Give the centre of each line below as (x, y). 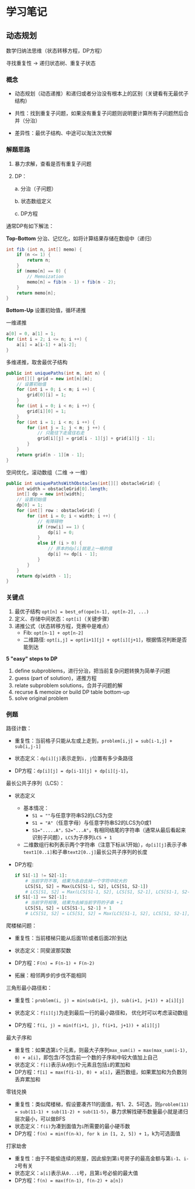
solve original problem (41, 698)
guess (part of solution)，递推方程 (55, 678)
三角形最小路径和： (29, 988)
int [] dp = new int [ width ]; (51, 494)
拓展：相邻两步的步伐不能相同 (50, 975)
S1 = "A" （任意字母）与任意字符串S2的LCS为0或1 (92, 822)
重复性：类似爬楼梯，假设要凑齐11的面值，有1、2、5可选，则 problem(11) (102, 1104)
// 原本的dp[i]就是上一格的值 (80, 549)
